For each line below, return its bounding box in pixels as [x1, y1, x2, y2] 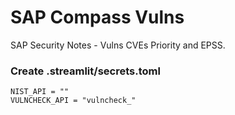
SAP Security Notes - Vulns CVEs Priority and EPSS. [10, 39, 226, 51]
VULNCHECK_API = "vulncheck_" [10, 96, 137, 106]
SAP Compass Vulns [10, 6, 185, 29]
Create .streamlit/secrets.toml [10, 64, 161, 78]
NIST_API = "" [10, 87, 70, 97]
